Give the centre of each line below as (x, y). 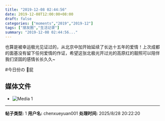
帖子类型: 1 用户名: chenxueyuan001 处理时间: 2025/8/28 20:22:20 (73, 113)
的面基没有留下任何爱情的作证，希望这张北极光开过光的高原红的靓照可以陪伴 (82, 53)
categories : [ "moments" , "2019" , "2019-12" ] (49, 23)
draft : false (18, 19)
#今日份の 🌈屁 (19, 70)
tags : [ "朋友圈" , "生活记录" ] (32, 28)
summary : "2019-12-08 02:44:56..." (41, 32)
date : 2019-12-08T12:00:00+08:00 (39, 14)
